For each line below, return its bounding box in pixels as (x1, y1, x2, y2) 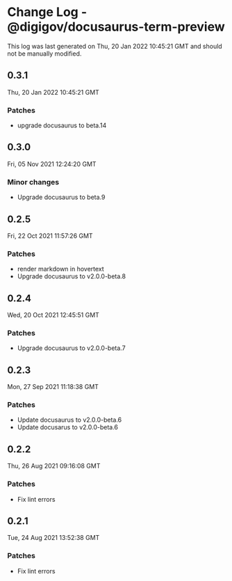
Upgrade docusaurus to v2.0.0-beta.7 (17, 344, 126, 352)
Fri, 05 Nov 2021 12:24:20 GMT (7, 159, 97, 168)
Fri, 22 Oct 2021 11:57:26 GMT (7, 231, 93, 240)
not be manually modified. (7, 49, 82, 58)
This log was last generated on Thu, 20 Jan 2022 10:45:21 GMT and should (7, 42, 222, 50)
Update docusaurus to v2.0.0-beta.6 (17, 415, 122, 424)
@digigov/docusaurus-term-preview (7, 19, 226, 35)
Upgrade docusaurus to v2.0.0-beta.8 (17, 272, 126, 280)
